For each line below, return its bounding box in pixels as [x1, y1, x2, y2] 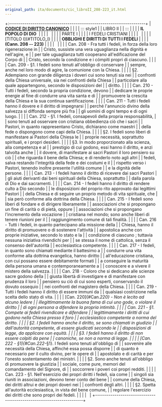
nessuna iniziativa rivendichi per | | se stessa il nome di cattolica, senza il [5, 237, 151, 243]
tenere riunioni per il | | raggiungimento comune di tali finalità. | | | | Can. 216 [5, 217, 157, 222]
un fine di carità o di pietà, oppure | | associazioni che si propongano [5, 206, 142, 212]
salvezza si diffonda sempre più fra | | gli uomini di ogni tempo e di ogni [5, 108, 147, 114]
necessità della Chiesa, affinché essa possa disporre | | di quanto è [5, 345, 139, 351]
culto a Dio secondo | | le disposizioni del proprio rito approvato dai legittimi [5, 186, 156, 191]
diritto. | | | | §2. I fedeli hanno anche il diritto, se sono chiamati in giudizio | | [5, 320, 157, 325]
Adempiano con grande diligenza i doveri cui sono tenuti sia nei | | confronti [5, 72, 156, 78]
